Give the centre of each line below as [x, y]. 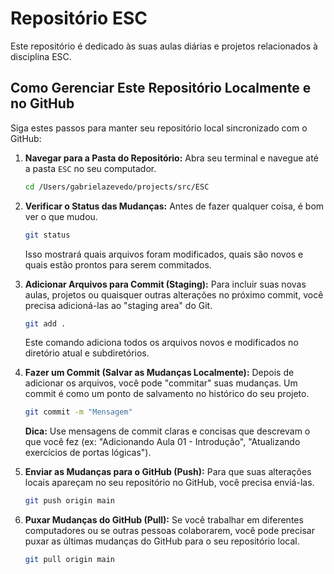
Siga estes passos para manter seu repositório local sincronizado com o [159, 128]
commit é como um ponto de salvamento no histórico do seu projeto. [167, 394]
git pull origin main [69, 560]
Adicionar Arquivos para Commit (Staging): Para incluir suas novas [165, 284]
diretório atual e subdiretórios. [87, 353]
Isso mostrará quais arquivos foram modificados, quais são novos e [164, 254]
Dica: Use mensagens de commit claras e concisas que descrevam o [167, 431]
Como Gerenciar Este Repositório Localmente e [161, 88]
